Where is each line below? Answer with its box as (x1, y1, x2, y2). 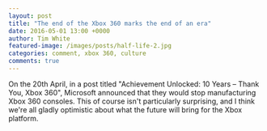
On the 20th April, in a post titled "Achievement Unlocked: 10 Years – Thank (8, 78, 260, 89)
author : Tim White (8, 34, 70, 43)
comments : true (8, 57, 60, 65)
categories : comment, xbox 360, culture (8, 49, 147, 57)
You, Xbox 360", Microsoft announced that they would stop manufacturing (8, 87, 256, 97)
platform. (8, 113, 39, 123)
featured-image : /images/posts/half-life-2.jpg (8, 42, 172, 50)
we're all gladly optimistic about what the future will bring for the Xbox (8, 104, 243, 114)
